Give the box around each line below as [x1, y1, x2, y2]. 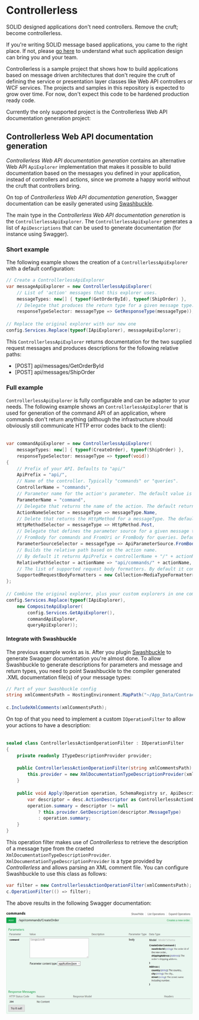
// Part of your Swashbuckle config [6, 686, 97, 692]
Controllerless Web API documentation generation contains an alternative [6, 157, 185, 164]
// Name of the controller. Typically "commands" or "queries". [17, 478, 179, 484]
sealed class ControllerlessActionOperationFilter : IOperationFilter [6, 740, 184, 746]
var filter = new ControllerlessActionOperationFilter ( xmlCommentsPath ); [6, 883, 192, 889]
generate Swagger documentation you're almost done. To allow [6, 655, 162, 662]
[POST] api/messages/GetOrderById [14, 362, 104, 369]
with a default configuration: [6, 265, 75, 272]
